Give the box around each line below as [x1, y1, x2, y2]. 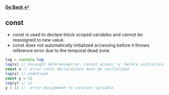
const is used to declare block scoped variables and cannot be [12, 31, 143, 37]
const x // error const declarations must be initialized [5, 66, 129, 72]
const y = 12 [5, 75, 33, 81]
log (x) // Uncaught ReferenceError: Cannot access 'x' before [5, 62, 138, 67]
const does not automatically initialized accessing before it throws [12, 42, 150, 48]
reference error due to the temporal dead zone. [12, 47, 111, 53]
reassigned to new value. [12, 37, 65, 43]
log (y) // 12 [5, 80, 33, 85]
